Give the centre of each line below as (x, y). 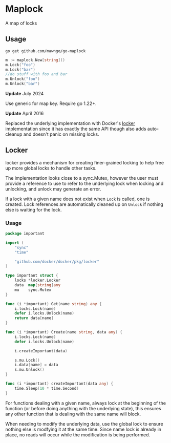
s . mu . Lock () (27, 360)
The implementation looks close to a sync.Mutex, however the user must (82, 178)
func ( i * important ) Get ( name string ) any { (54, 304)
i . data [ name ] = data (36, 365)
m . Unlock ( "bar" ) (23, 84)
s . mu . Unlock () (29, 370)
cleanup (14, 134)
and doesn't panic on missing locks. (61, 134)
